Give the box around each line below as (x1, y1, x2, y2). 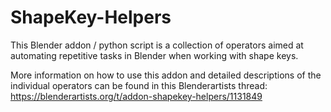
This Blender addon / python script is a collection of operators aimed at (10, 39, 304, 51)
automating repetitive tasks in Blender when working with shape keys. (10, 49, 299, 61)
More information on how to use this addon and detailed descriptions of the (10, 69, 322, 81)
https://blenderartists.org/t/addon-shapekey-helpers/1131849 (10, 90, 263, 102)
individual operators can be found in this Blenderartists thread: (10, 79, 268, 91)
